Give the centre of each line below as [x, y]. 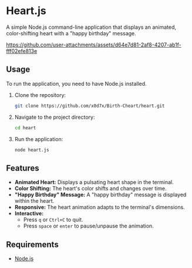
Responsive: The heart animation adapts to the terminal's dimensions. [100, 207]
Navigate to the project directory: [55, 117]
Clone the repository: [40, 95]
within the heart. [34, 201]
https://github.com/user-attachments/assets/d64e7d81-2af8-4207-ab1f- [94, 45]
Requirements [32, 244]
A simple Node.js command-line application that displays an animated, [91, 27]
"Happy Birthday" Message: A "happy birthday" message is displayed [100, 195]
